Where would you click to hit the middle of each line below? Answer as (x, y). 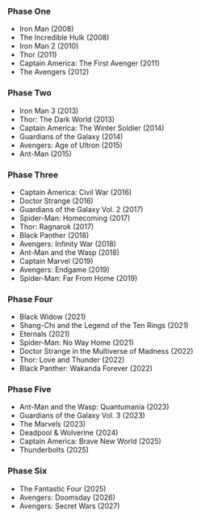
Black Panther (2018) (54, 235)
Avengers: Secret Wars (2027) (69, 506)
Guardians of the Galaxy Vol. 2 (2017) (81, 209)
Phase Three (33, 174)
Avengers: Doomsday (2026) (67, 497)
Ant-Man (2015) (45, 153)
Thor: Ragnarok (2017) (57, 226)
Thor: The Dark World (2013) (67, 119)
